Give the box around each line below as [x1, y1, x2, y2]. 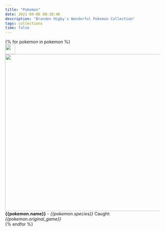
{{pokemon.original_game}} [5, 216, 61, 222]
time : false [5, 26, 29, 30]
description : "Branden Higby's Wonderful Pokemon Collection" [5, 16, 135, 21]
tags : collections [5, 21, 43, 26]
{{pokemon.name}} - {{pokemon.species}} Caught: [5, 211, 110, 217]
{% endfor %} [5, 221, 33, 227]
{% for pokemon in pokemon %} [5, 39, 71, 45]
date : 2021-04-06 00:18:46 [5, 12, 60, 17]
